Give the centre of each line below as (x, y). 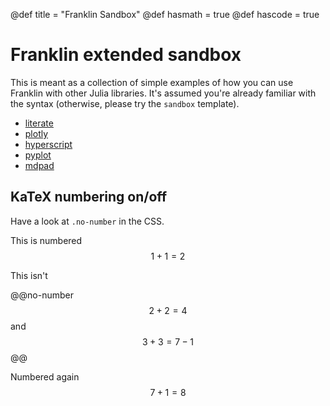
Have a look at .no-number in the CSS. (87, 221)
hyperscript (48, 144)
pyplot (38, 155)
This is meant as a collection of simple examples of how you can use (152, 82)
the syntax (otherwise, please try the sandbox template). (125, 103)
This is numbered (46, 240)
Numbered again (45, 376)
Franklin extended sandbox (126, 55)
